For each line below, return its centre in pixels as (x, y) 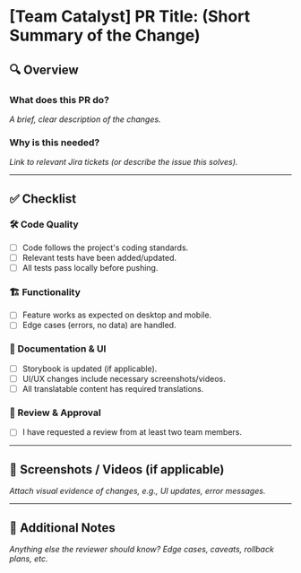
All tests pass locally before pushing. (90, 267)
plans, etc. (29, 559)
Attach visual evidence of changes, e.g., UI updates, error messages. (138, 491)
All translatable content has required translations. (113, 388)
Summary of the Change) (105, 35)
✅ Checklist (43, 199)
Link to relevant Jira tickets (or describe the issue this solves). (124, 162)
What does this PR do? (60, 100)
